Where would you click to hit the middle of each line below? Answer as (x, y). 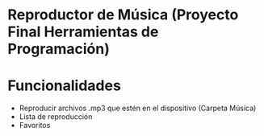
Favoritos (35, 126)
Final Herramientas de (83, 32)
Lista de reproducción (56, 117)
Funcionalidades (65, 86)
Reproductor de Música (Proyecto (123, 15)
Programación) (59, 49)
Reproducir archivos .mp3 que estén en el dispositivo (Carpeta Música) (138, 108)
